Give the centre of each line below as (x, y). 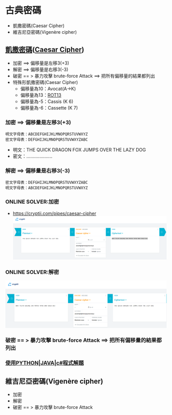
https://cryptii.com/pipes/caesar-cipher (54, 213)
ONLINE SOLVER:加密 (32, 202)
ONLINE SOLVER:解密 (32, 272)
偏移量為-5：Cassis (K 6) (47, 101)
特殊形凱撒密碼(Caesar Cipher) (45, 82)
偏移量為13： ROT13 (41, 95)
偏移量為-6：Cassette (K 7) (49, 107)
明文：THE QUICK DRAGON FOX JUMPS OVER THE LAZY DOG (79, 150)
